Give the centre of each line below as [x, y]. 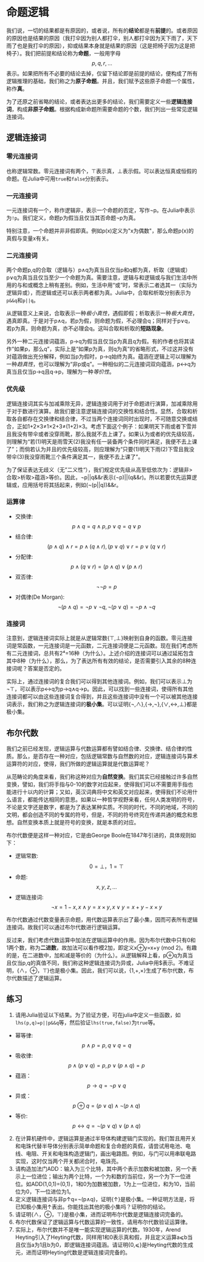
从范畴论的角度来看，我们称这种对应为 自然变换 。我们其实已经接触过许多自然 [102, 776]
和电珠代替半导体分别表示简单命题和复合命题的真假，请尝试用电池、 [100, 1146]
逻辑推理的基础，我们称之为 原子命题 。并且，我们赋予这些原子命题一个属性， [102, 81]
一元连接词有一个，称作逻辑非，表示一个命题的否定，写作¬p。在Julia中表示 [101, 210]
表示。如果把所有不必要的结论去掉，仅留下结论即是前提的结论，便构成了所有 [102, 73]
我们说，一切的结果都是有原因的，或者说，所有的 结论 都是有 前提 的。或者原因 [102, 30]
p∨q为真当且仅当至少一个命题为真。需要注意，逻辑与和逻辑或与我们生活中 [99, 278]
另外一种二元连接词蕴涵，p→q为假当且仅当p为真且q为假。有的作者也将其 [98, 342]
